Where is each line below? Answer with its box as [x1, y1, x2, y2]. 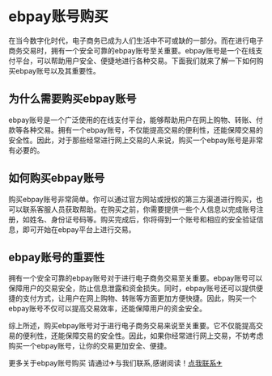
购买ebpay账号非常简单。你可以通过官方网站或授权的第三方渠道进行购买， [8, 194, 257, 204]
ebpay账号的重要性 [8, 250, 105, 264]
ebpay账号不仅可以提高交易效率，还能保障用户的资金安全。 [8, 304, 206, 314]
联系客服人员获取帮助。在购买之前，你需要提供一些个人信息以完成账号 [22, 204, 257, 214]
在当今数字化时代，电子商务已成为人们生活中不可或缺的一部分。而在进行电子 [8, 36, 264, 45]
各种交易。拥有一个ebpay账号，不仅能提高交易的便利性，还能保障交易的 [22, 125, 263, 134]
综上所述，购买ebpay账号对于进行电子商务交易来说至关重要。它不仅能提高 [8, 321, 257, 331]
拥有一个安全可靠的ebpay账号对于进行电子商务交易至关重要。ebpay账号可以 [8, 273, 263, 283]
